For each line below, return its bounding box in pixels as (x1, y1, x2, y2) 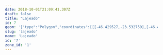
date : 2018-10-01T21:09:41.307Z (5, 7, 70, 12)
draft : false (5, 11, 32, 16)
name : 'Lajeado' (5, 34, 38, 39)
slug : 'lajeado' (5, 29, 38, 34)
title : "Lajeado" (5, 16, 40, 21)
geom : (5, 25, 16, 30)
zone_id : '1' (5, 43, 32, 47)
